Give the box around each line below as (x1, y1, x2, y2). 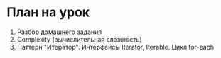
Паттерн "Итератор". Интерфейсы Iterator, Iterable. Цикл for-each (16, 42, 215, 51)
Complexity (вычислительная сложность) (16, 35, 143, 43)
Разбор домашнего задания (16, 28, 102, 36)
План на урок (6, 4, 90, 21)
